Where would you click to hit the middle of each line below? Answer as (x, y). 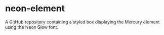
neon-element (35, 9)
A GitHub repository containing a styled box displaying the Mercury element (82, 22)
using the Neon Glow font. (32, 27)
